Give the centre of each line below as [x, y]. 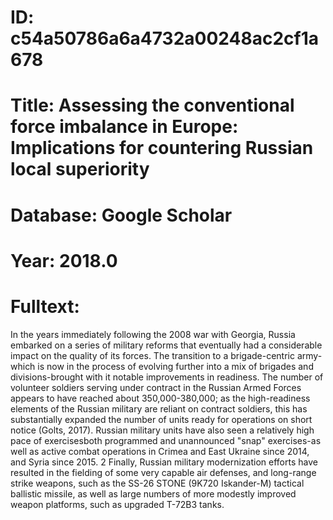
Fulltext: [45, 306]
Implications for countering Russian [162, 148]
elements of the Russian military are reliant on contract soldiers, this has [159, 408]
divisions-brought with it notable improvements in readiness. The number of [167, 377]
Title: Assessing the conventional [152, 105]
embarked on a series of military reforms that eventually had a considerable [166, 345]
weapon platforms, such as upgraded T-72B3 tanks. [117, 504]
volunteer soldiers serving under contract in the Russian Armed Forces [156, 387]
